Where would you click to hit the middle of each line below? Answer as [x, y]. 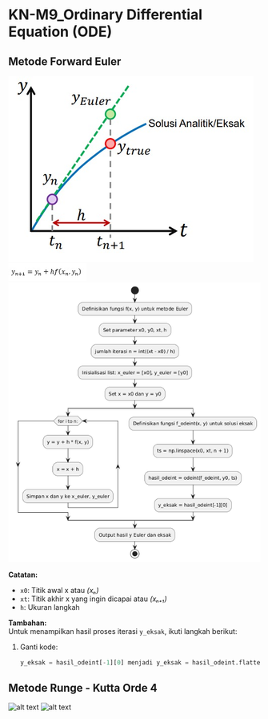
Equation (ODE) [60, 32]
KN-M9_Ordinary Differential [105, 15]
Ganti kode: [39, 647]
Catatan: [23, 575]
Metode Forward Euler [65, 61]
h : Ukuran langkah [50, 607]
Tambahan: [28, 623]
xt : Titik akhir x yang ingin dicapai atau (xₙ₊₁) [94, 599]
